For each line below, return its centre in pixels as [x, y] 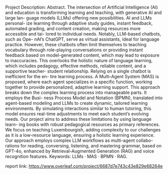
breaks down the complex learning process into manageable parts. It [76, 93]
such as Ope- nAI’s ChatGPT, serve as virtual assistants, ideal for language [82, 39]
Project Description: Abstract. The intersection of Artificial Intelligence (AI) [82, 7]
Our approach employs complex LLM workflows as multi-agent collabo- [79, 140]
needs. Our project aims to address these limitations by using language [78, 119]
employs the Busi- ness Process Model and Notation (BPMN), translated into [84, 98]
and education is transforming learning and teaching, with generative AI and [83, 13]
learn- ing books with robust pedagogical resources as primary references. [82, 124]
